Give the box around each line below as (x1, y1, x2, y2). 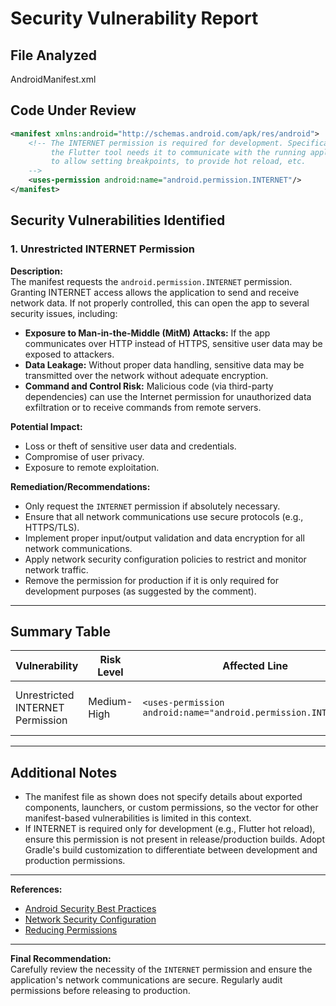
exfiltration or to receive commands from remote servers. (24, 401, 262, 413)
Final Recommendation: (10, 953, 112, 965)
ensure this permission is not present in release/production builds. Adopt (24, 833, 325, 846)
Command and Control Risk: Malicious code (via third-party (24, 380, 274, 392)
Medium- (88, 695, 133, 709)
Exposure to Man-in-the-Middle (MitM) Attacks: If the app (24, 327, 271, 339)
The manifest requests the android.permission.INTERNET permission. (10, 275, 293, 287)
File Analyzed (10, 47, 98, 64)
